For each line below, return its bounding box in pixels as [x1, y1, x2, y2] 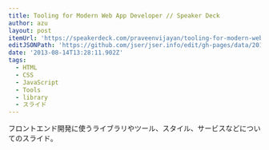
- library [15, 93, 48, 101]
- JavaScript [15, 78, 59, 86]
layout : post [8, 26, 52, 34]
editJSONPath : [8, 41, 56, 49]
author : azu [8, 19, 48, 27]
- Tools [15, 85, 42, 94]
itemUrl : [8, 34, 38, 42]
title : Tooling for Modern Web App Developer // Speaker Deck [8, 11, 220, 20]
